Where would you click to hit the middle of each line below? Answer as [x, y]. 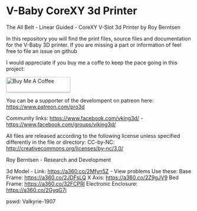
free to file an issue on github [42, 51]
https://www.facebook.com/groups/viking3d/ [61, 124]
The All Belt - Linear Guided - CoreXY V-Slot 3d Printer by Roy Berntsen [93, 27]
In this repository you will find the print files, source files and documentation [98, 38]
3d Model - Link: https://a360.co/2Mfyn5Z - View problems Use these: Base [99, 171]
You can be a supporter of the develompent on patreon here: [80, 100]
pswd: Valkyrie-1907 [31, 201]
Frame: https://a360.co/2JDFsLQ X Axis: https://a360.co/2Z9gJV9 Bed [92, 177]
